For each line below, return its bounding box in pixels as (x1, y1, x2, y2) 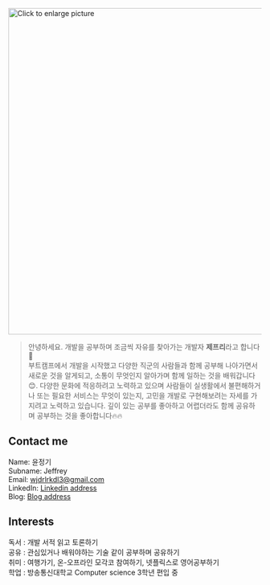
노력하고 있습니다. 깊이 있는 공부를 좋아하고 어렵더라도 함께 (49, 401, 235, 410)
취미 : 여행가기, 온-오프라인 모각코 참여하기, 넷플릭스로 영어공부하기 (8, 557, 219, 567)
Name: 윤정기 (8, 456, 52, 466)
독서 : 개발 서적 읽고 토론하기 (8, 537, 99, 546)
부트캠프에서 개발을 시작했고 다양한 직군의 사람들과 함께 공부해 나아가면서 (27, 361, 259, 370)
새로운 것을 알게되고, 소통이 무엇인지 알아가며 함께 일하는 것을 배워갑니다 (27, 370, 256, 380)
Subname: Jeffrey (8, 466, 68, 476)
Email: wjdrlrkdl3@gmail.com (8, 474, 104, 484)
